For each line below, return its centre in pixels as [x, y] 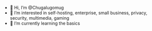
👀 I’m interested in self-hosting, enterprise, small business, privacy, [78, 13]
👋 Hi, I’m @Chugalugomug [37, 8]
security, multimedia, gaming [39, 18]
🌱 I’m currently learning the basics [45, 23]
